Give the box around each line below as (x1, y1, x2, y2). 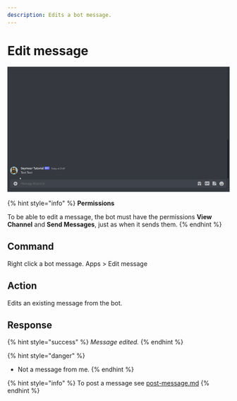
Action (7, 280, 37, 292)
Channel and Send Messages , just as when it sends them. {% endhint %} (7, 220, 222, 228)
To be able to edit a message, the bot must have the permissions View (7, 212, 212, 221)
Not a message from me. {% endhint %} (17, 365, 134, 374)
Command (7, 240, 54, 252)
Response (7, 319, 53, 331)
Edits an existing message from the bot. (7, 298, 123, 307)
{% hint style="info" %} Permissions (7, 199, 115, 207)
